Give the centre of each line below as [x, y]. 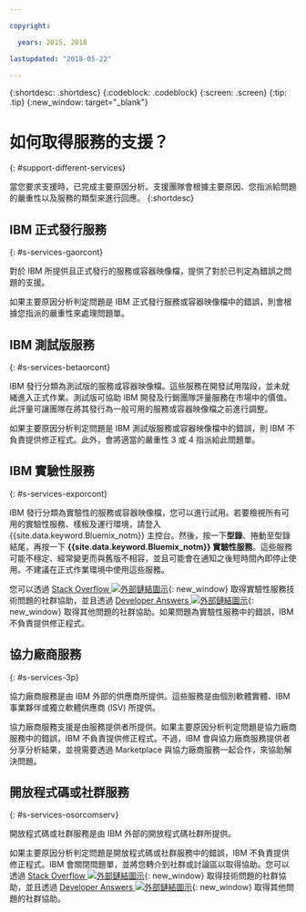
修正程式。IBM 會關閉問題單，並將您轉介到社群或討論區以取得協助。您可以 [149, 865]
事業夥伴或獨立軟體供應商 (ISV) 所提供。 [85, 707]
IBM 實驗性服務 [52, 471]
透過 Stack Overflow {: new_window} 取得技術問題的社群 [144, 876]
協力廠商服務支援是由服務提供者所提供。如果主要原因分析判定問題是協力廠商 [153, 727]
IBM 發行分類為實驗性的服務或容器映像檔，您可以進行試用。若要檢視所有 [146, 513]
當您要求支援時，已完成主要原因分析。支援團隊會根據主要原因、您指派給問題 [153, 187]
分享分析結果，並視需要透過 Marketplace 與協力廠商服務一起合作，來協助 [147, 750]
